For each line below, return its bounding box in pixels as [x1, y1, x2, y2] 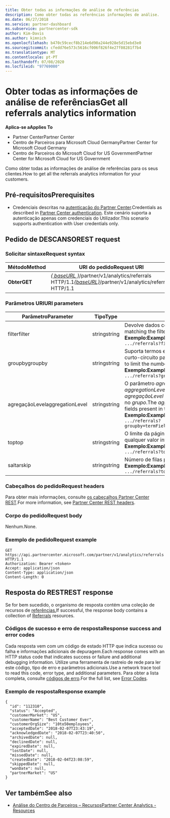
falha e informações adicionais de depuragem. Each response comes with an [5, 648, 165, 654]
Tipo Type [94, 313, 118, 320]
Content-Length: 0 [5, 574, 44, 580]
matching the [124, 328, 156, 335]
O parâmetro [124, 380, 155, 387]
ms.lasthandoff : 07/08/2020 [5, 59, 65, 64]
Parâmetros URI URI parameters [5, 300, 83, 307]
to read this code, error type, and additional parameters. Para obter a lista [5, 670, 159, 676]
